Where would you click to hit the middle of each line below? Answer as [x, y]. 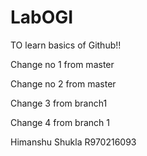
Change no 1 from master [62, 64]
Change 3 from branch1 [59, 103]
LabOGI [42, 17]
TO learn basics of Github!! [66, 45]
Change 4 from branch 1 [60, 122]
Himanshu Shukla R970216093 [73, 142]
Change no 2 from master [63, 83]
